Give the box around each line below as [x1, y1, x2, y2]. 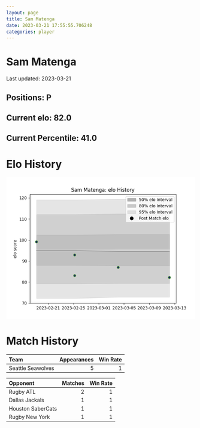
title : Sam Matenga [6, 16, 55, 22]
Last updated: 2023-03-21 [6, 75, 71, 82]
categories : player [6, 29, 55, 35]
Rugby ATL [8, 388, 36, 396]
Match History [6, 334, 79, 348]
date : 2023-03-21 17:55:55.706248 [6, 22, 93, 28]
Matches [62, 379, 85, 387]
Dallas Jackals [8, 396, 44, 404]
